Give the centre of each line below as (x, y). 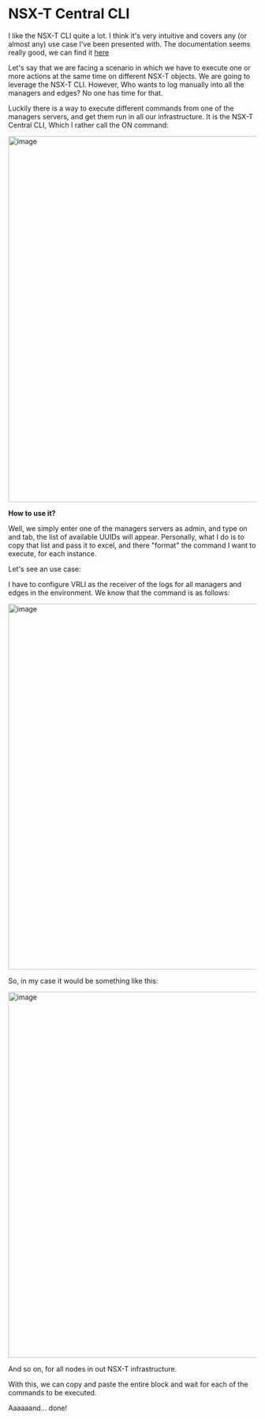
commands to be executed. (52, 1392)
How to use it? (32, 513)
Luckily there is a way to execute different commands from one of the (121, 108)
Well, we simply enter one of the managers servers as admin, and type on (128, 528)
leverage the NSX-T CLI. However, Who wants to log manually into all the (126, 85)
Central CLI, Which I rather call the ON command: (88, 125)
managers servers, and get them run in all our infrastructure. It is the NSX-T (131, 116)
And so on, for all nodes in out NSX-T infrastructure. (93, 1368)
